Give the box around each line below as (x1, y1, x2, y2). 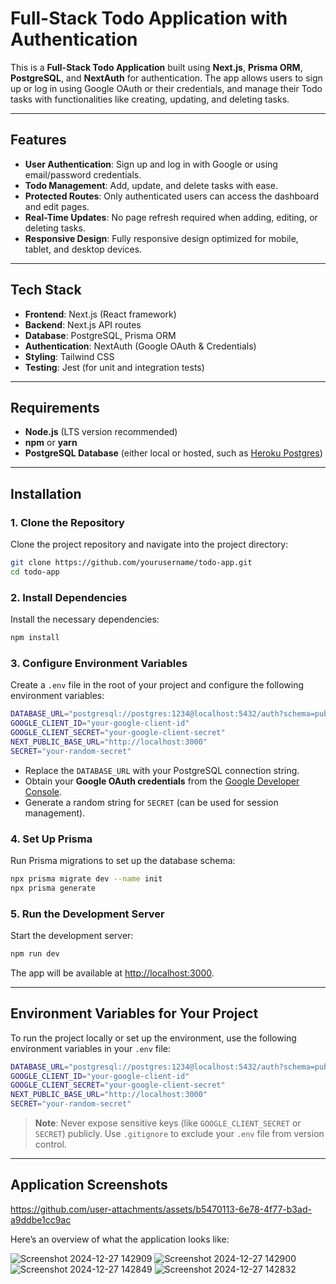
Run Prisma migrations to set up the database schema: (10, 854, 236, 866)
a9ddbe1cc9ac (10, 1213, 72, 1226)
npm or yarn (24, 437, 78, 449)
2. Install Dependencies (10, 590, 128, 604)
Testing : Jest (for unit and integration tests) (24, 361, 205, 373)
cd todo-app (10, 567, 60, 577)
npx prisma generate (10, 883, 97, 893)
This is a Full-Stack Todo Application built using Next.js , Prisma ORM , (10, 61, 303, 73)
